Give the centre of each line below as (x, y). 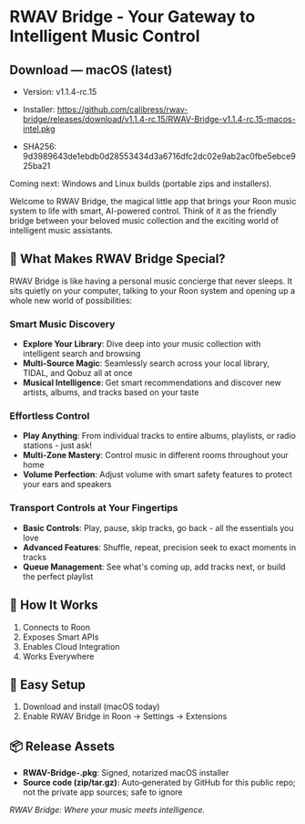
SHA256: (40, 146)
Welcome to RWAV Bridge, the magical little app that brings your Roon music (153, 201)
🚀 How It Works (54, 605)
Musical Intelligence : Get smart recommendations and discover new (152, 383)
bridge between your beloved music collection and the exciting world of (144, 220)
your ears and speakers (67, 485)
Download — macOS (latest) (91, 70)
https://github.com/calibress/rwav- (122, 110)
